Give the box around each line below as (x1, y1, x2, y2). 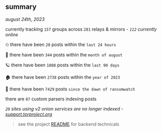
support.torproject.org (5, 111, 52, 117)
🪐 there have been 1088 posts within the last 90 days (5, 62, 119, 68)
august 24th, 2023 (5, 16, 45, 22)
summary (5, 3, 37, 11)
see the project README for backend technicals (17, 121, 119, 127)
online (5, 31, 18, 37)
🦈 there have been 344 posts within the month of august (5, 52, 123, 58)
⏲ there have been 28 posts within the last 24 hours (5, 41, 116, 48)
